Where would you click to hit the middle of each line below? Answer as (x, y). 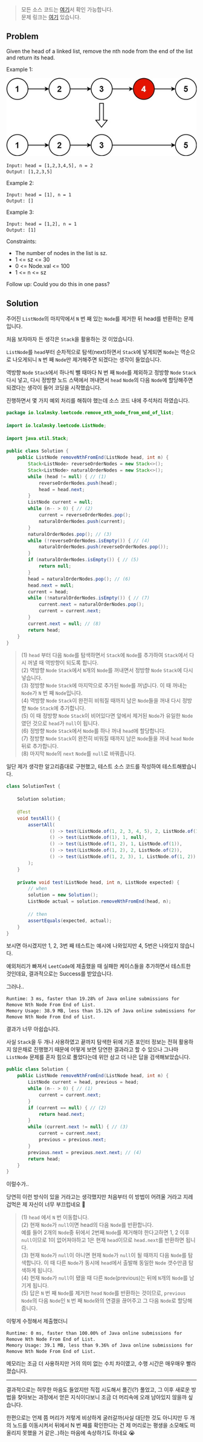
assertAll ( (42, 825)
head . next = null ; (51, 585)
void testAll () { (39, 818)
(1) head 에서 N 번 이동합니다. (55, 1217)
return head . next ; (62, 1114)
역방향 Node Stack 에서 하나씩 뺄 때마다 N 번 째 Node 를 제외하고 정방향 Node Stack (101, 373)
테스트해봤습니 (179, 767)
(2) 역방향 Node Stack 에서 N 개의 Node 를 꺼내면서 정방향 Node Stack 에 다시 (107, 670)
